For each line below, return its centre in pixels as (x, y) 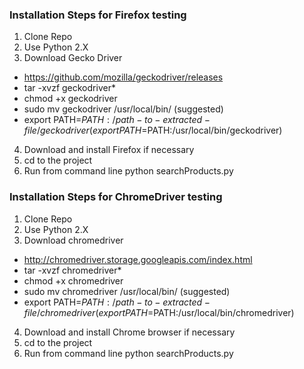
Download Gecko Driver (73, 58)
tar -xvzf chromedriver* (72, 270)
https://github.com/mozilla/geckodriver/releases (123, 77)
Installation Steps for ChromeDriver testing (116, 197)
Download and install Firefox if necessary (109, 150)
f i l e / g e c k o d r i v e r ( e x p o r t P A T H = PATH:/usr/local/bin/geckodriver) (153, 130)
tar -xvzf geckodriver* (69, 88)
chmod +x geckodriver (70, 99)
